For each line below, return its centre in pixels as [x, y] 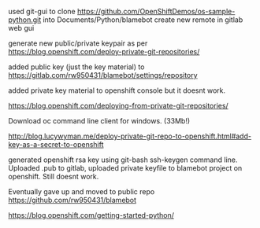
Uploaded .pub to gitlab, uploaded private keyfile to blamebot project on [125, 168]
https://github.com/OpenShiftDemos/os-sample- [156, 11]
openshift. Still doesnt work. [54, 177]
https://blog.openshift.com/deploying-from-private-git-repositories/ [118, 106]
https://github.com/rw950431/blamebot [72, 200]
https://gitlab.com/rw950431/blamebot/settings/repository [103, 75]
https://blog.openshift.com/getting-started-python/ [91, 215]
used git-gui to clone [42, 11]
